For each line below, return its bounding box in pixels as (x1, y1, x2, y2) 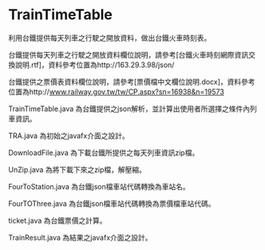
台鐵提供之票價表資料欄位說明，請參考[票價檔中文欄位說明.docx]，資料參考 (8, 77, 255, 86)
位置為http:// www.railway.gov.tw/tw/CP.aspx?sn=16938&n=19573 (8, 86, 225, 97)
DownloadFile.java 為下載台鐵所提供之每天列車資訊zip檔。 (8, 148, 200, 157)
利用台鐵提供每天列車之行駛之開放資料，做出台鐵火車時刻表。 (8, 33, 212, 42)
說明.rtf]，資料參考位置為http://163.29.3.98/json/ (14, 60, 175, 69)
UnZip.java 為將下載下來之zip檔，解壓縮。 (8, 165, 146, 174)
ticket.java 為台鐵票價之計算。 (8, 216, 107, 225)
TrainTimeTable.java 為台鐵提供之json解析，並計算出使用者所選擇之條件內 (8, 104, 250, 113)
